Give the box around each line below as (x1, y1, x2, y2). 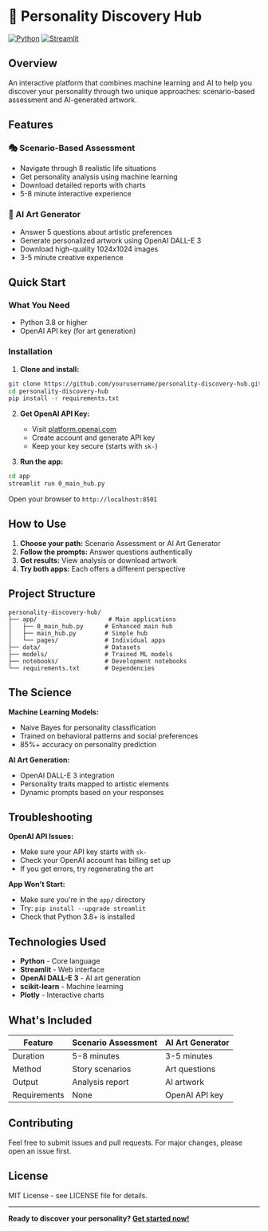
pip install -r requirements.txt (8, 394, 120, 402)
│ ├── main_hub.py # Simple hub (8, 629, 148, 637)
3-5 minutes (164, 1050, 213, 1061)
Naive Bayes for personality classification (19, 722, 156, 732)
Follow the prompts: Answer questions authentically (19, 547, 193, 556)
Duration (12, 1050, 45, 1061)
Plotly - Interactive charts (19, 990, 104, 1000)
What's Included (8, 1013, 93, 1027)
